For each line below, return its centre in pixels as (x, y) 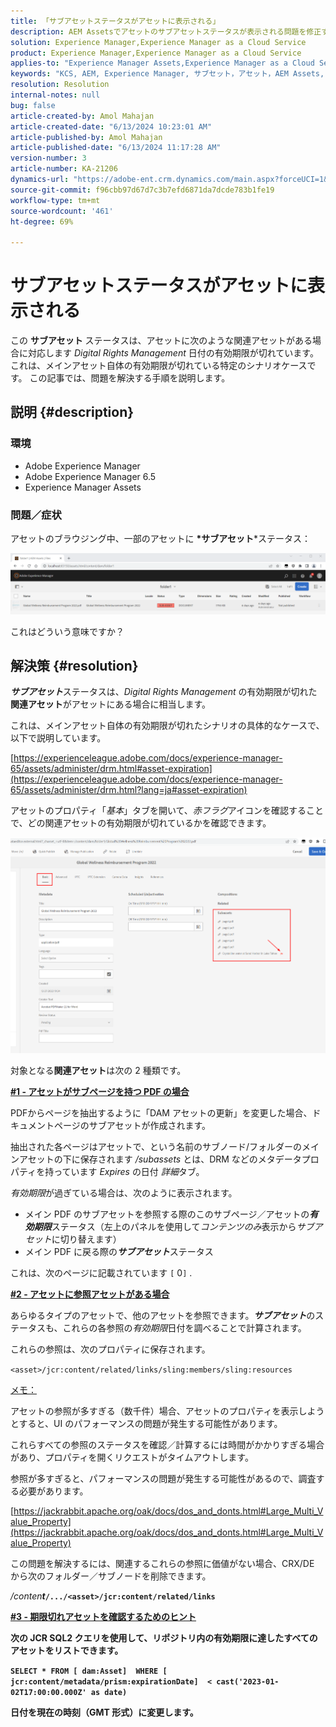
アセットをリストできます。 (67, 1651)
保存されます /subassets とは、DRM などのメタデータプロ (199, 1159)
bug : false (33, 105)
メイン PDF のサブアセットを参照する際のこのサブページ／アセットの (167, 1214)
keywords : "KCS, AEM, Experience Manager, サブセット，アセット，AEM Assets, (167, 74)
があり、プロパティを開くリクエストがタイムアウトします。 (132, 1457)
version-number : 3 (48, 158)
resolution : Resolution (60, 85)
